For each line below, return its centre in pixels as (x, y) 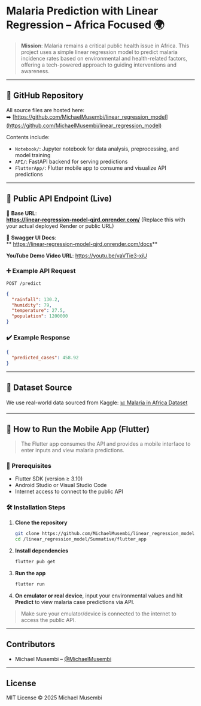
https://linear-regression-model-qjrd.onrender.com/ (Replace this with (96, 220)
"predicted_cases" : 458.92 (45, 358)
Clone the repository (41, 522)
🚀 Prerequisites (29, 465)
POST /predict (24, 283)
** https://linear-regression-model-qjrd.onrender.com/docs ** (82, 244)
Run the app (30, 573)
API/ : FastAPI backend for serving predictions (71, 161)
